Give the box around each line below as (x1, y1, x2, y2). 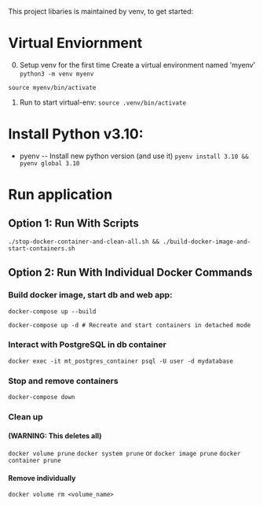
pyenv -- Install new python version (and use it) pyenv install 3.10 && (19, 151, 249, 161)
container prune (8, 456, 61, 465)
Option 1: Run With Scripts (8, 216, 139, 231)
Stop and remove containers (8, 375, 119, 386)
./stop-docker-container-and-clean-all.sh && (8, 238, 159, 246)
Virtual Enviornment (8, 35, 143, 52)
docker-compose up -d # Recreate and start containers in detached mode (8, 321, 251, 329)
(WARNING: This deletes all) (8, 430, 102, 440)
